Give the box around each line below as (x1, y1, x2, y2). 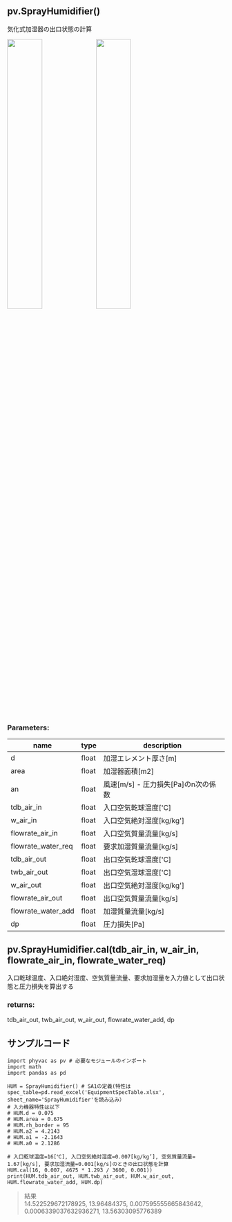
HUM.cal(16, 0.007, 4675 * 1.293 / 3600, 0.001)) (7, 1167, 153, 1174)
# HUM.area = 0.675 (7, 1116, 64, 1123)
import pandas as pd (7, 1070, 67, 1077)
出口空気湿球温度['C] (103, 868, 171, 878)
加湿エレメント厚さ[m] (103, 754, 177, 763)
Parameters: (7, 723, 50, 732)
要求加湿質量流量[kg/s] (103, 842, 178, 851)
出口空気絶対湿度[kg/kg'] (103, 881, 185, 891)
